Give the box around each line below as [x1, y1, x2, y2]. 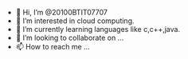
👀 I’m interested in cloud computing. [15, 16, 135, 26]
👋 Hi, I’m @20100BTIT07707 [15, 8, 108, 17]
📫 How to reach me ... [15, 42, 90, 51]
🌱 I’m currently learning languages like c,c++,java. [15, 25, 181, 33]
